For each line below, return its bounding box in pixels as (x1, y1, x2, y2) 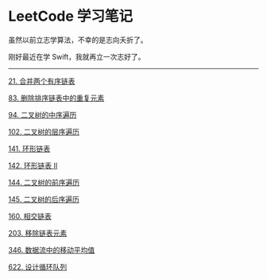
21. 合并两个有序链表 (8, 76, 75, 86)
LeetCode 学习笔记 (8, 7, 133, 25)
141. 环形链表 (8, 144, 51, 153)
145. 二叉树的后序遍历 (8, 194, 79, 203)
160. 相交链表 (8, 211, 52, 221)
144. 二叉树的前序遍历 (8, 177, 80, 187)
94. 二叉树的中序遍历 (8, 110, 77, 119)
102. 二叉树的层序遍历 (8, 126, 80, 136)
